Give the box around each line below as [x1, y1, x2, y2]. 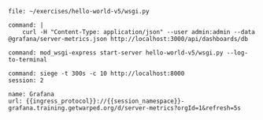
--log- [226, 49, 248, 57]
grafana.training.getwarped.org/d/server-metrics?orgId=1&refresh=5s [8, 104, 242, 112]
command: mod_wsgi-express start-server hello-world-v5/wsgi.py [8, 49, 224, 57]
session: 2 [8, 77, 44, 84]
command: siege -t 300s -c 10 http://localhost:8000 [8, 69, 185, 77]
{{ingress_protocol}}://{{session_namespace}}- [25, 97, 185, 105]
